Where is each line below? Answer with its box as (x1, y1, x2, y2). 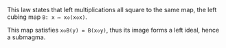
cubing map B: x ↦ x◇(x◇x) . (7, 13, 87, 21)
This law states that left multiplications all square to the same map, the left (7, 6, 217, 14)
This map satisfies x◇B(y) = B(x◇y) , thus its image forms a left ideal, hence (7, 26, 220, 34)
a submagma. (7, 33, 46, 41)
